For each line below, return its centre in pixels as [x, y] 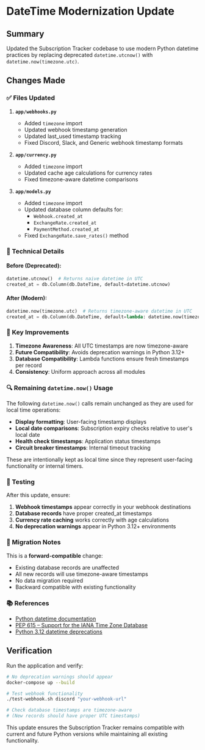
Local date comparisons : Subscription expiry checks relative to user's [104, 428]
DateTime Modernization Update [91, 11]
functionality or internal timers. [45, 466]
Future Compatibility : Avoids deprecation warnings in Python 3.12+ [100, 352]
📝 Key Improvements [38, 332]
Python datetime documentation [56, 619]
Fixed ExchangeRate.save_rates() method [77, 235]
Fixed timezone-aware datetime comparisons [81, 179]
